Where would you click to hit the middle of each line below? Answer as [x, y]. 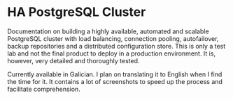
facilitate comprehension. [44, 89]
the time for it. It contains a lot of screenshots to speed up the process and [115, 81]
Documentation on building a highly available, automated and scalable [108, 31]
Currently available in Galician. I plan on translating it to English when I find [115, 74]
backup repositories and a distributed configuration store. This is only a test [116, 46]
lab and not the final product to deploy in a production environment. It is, [111, 53]
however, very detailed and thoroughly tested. [73, 60]
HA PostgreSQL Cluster [77, 12]
